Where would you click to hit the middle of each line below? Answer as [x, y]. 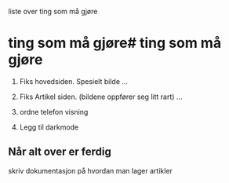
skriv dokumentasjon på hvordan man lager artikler [90, 170]
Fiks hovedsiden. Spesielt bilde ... [73, 81]
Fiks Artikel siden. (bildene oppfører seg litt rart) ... [101, 97]
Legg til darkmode [49, 127]
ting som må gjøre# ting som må [115, 43]
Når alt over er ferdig [60, 152]
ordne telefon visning [54, 112]
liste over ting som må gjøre [53, 11]
